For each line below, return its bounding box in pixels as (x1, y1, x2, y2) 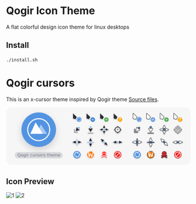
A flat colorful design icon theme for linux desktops (6, 23, 130, 30)
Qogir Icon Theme (6, 4, 95, 18)
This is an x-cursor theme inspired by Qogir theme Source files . (6, 95, 159, 103)
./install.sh (6, 57, 38, 63)
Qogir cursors (6, 76, 75, 89)
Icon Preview (6, 177, 54, 186)
